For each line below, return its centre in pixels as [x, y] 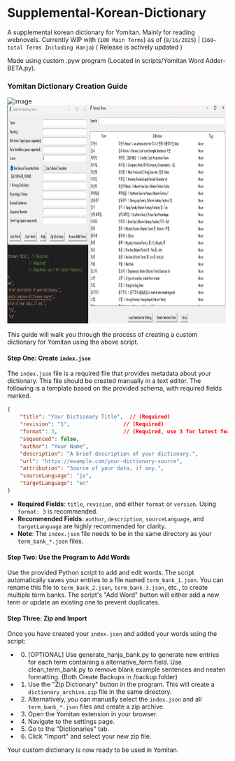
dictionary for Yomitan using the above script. [73, 342]
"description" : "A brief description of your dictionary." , [109, 454]
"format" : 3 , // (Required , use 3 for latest [119, 432]
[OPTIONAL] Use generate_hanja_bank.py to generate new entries [123, 655]
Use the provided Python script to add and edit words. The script [101, 573]
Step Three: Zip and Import [47, 618]
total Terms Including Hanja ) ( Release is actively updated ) [95, 47]
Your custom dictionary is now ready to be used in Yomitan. [93, 750]
